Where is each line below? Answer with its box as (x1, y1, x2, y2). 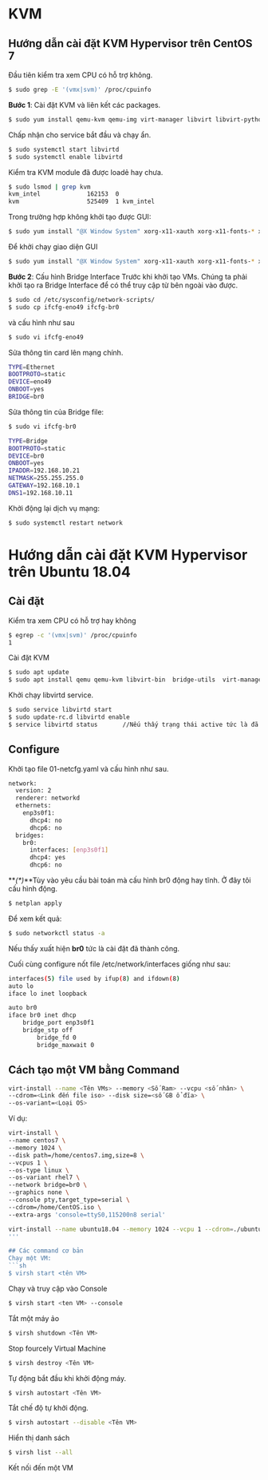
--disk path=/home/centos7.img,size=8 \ (8, 1151, 145, 1159)
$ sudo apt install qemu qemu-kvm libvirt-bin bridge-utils (8, 676, 216, 684)
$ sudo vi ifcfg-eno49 (8, 333, 84, 341)
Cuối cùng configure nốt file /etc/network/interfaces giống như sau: (8, 959, 231, 969)
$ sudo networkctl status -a (8, 929, 105, 937)
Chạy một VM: (8, 1255, 52, 1263)
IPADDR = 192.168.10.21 (8, 466, 81, 475)
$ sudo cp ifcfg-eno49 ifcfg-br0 (8, 303, 120, 311)
